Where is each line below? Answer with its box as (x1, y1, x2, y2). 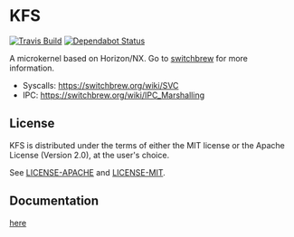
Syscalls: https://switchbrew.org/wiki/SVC (22, 80, 179, 90)
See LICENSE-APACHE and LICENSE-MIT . (9, 166, 166, 177)
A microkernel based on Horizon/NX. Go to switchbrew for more (9, 52, 249, 63)
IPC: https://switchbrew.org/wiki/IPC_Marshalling (22, 90, 205, 100)
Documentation (9, 194, 100, 209)
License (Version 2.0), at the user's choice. (9, 149, 170, 160)
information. (9, 62, 55, 73)
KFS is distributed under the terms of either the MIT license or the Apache (9, 139, 285, 150)
